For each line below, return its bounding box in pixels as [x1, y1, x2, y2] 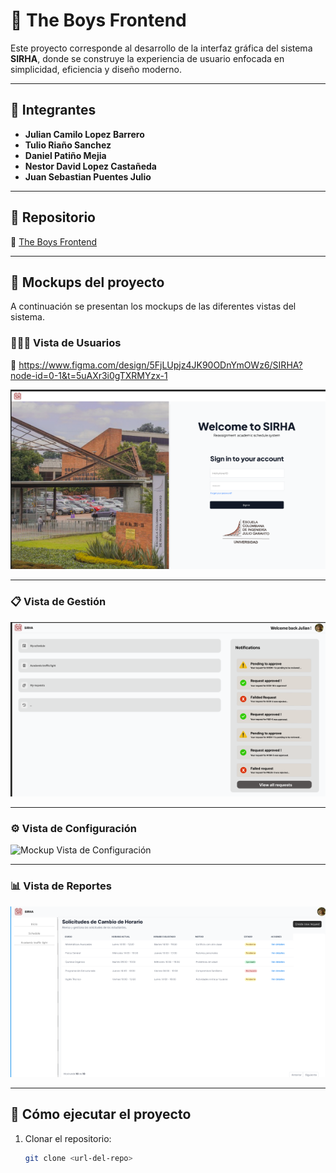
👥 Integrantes [10, 102, 97, 119]
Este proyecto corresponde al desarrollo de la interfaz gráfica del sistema [10, 42, 313, 54]
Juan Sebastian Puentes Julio [24, 170, 152, 183]
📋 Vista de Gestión [10, 595, 107, 609]
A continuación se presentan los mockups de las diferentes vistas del [10, 300, 297, 313]
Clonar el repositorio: [24, 1132, 112, 1144]
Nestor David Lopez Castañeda [24, 160, 157, 172]
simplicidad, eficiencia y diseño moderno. [10, 63, 183, 75]
